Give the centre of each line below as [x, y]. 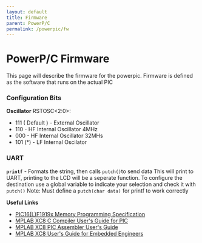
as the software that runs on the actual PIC [60, 82]
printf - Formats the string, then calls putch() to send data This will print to [100, 171]
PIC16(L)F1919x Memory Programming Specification [80, 214]
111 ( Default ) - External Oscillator [57, 123]
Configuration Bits [34, 98]
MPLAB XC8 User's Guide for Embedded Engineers [79, 233]
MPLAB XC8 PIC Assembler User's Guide [66, 227]
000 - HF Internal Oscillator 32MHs [59, 136]
